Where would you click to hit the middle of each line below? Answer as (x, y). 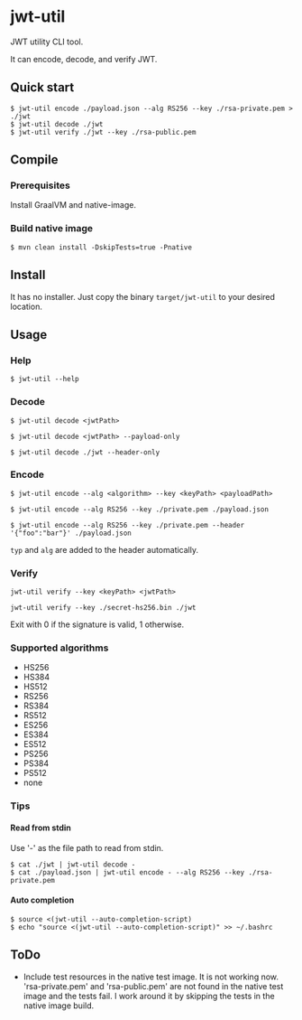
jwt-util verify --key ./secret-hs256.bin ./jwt (103, 608)
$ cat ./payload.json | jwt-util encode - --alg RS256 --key (128, 872)
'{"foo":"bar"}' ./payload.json (71, 533)
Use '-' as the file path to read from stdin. (87, 847)
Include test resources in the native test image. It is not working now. (151, 977)
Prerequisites (40, 185)
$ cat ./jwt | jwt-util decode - (73, 865)
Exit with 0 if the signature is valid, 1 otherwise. (97, 624)
